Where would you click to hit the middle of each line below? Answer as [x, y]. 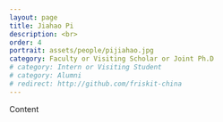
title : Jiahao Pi [42, 26]
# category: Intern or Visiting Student [86, 68]
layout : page [34, 17]
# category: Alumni [46, 76]
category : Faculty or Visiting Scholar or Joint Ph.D [112, 59]
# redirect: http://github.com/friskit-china [95, 84]
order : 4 [26, 42]
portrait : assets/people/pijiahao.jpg [81, 51]
